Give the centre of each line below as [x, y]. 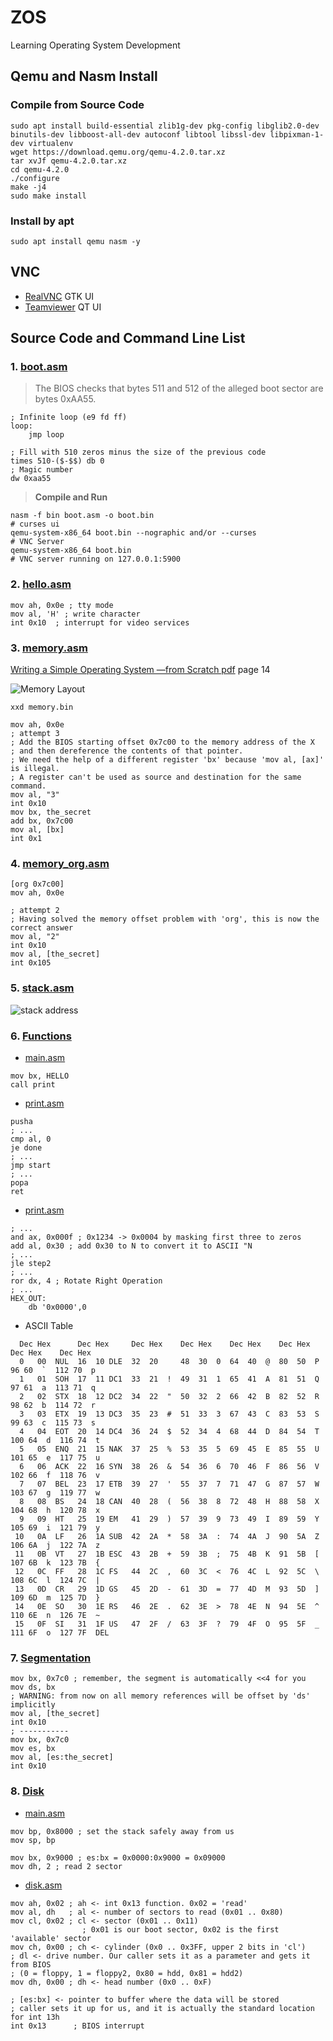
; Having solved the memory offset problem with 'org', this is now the [165, 919]
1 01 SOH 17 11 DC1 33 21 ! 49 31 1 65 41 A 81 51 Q [169, 1379]
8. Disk [27, 1791]
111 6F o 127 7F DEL [60, 1632]
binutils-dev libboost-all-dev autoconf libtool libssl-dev [138, 134]
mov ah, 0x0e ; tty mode [62, 605]
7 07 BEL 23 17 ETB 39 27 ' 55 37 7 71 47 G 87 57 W [169, 1484]
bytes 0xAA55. [65, 399]
